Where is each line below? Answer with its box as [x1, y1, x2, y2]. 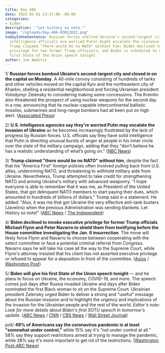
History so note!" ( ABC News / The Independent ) [5, 210, 104, 216]
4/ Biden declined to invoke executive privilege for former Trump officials [5, 219, 158, 225]
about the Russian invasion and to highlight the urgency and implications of [5, 297, 157, 302]
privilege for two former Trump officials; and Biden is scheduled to [9, 48, 157, 53]
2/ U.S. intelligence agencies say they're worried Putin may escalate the [5, 122, 155, 128]
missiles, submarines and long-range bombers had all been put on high [5, 108, 149, 113]
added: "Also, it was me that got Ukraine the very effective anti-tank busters [5, 199, 159, 205]
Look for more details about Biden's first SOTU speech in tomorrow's [5, 307, 145, 313]
